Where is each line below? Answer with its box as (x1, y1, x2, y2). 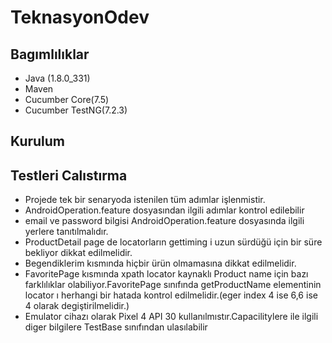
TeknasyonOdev (10, 6, 150, 29)
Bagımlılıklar (10, 46, 90, 63)
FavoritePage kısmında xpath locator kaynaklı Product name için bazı (24, 268, 309, 280)
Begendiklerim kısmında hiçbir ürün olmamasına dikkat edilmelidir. (24, 257, 297, 270)
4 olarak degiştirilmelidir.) (24, 300, 130, 312)
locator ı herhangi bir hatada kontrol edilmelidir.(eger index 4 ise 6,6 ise (24, 289, 318, 301)
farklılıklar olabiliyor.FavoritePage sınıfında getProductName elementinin (24, 279, 322, 291)
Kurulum (10, 133, 66, 150)
